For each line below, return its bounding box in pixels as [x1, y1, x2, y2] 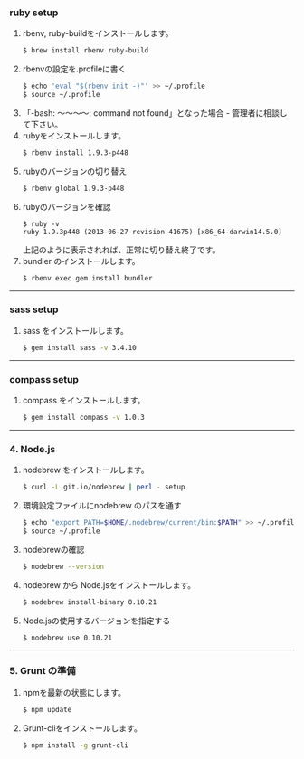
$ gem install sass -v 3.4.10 [22, 343, 138, 352]
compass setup [9, 373, 80, 385]
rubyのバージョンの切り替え [22, 166, 128, 176]
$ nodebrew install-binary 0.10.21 [22, 597, 157, 607]
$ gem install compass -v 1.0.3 [22, 413, 145, 422]
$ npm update [22, 705, 72, 714]
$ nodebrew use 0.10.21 [22, 633, 113, 642]
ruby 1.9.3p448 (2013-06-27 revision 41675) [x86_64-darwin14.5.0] [22, 227, 282, 236]
